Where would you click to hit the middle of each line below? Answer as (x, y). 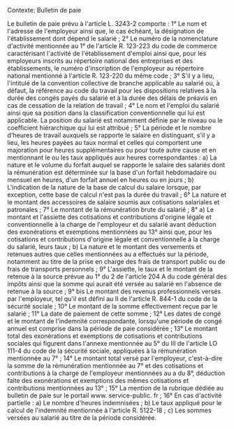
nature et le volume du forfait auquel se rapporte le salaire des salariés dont (116, 165)
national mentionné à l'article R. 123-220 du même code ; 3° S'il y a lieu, (111, 76)
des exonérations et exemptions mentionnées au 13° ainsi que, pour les (110, 232)
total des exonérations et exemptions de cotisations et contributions (105, 336)
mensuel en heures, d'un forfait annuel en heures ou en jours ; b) (101, 180)
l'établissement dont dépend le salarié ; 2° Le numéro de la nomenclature (113, 38)
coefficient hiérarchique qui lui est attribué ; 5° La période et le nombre (109, 128)
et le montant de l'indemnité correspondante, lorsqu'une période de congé (115, 321)
